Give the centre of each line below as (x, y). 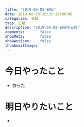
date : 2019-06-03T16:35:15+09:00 (39, 14)
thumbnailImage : (21, 46)
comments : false (28, 32)
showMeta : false (28, 37)
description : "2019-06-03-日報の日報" (42, 28)
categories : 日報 (22, 18)
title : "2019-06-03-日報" (30, 9)
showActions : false (28, 41)
